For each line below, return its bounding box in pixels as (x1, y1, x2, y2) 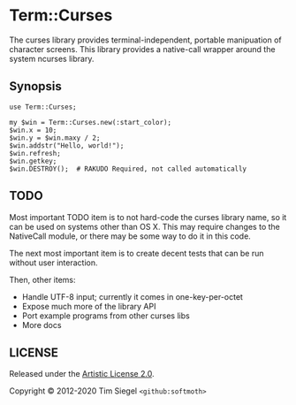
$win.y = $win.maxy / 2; (9, 134, 101, 142)
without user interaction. (9, 257, 99, 268)
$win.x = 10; (9, 126, 57, 134)
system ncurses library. (9, 53, 95, 64)
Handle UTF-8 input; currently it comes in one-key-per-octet (21, 291, 243, 302)
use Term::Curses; (9, 103, 77, 111)
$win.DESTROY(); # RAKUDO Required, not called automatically (9, 164, 247, 173)
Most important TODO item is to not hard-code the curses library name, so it (9, 211, 287, 222)
